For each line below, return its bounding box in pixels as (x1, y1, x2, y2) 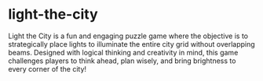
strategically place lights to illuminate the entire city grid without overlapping (8, 39, 255, 48)
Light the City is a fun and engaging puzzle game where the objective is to (8, 31, 249, 40)
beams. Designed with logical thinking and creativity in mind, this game (8, 48, 239, 57)
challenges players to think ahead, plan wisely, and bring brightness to (8, 56, 236, 65)
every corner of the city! (8, 64, 87, 73)
